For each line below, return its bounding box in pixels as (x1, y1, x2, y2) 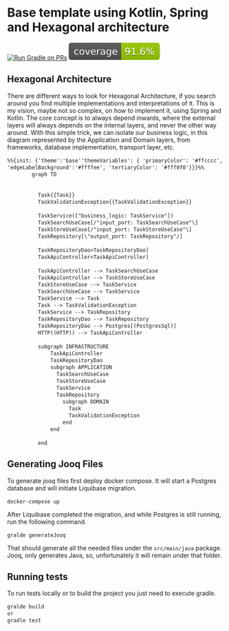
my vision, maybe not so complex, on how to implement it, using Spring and (7, 106, 221, 114)
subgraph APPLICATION (50, 364, 112, 371)
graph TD (32, 171, 57, 178)
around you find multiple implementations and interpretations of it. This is (7, 99, 215, 107)
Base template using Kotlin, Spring (7, 5, 208, 21)
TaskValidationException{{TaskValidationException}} (37, 198, 193, 205)
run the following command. (7, 517, 87, 526)
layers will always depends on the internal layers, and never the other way (7, 121, 217, 129)
